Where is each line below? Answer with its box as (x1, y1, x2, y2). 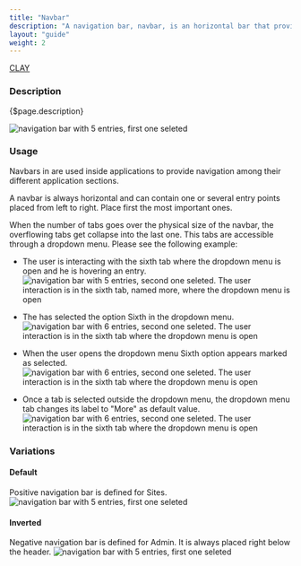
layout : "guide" (9, 30, 70, 39)
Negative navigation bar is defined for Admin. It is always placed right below (9, 537, 291, 548)
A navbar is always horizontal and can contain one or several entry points (9, 192, 280, 203)
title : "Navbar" (9, 13, 70, 22)
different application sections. (9, 175, 119, 186)
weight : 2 (9, 38, 47, 48)
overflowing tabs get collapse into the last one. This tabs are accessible (9, 229, 274, 239)
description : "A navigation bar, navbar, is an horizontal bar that (9, 22, 271, 30)
